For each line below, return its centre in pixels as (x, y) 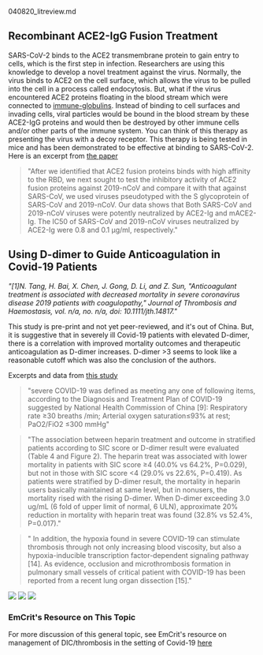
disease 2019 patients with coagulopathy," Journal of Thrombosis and (122, 302)
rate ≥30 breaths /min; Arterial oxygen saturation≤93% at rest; (129, 415)
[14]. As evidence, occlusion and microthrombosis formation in (129, 563)
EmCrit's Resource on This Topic (72, 617)
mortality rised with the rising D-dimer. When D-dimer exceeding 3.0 (139, 498)
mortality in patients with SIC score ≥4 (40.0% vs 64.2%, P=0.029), (137, 464)
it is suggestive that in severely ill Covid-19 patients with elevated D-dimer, (129, 335)
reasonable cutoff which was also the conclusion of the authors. (112, 360)
